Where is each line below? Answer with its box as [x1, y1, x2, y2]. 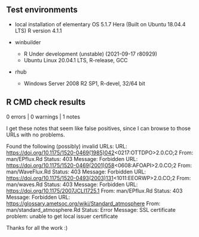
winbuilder [14, 38, 41, 45]
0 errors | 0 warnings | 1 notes [6, 113, 81, 120]
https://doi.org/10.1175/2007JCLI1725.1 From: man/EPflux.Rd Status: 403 [6, 187, 183, 194]
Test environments [6, 5, 78, 15]
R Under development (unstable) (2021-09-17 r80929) [23, 50, 157, 57]
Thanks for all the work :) [6, 224, 68, 231]
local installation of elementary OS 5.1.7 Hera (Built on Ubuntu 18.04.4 [14, 20, 186, 28]
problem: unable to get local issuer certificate [6, 212, 118, 220]
